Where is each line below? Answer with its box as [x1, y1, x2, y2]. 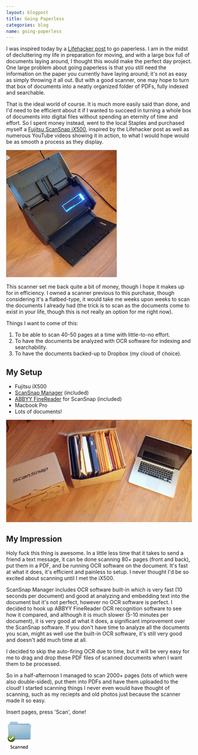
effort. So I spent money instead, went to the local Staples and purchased [6, 119, 184, 127]
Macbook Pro [14, 402, 48, 409]
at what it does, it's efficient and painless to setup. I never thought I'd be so [6, 568, 189, 576]
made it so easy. [6, 697, 46, 704]
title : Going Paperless [6, 15, 65, 22]
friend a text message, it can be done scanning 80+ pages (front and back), [6, 556, 190, 563]
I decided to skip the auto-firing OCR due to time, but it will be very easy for [6, 648, 190, 655]
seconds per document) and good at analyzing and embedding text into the [6, 592, 190, 600]
